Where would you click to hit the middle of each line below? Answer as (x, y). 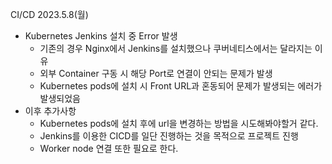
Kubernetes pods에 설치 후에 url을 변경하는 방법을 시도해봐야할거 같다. (179, 123)
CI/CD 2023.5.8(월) (49, 14)
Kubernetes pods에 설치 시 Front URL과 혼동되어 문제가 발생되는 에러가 (181, 86)
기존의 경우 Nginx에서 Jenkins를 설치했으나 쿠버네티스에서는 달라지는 (176, 48)
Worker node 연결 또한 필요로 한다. (109, 148)
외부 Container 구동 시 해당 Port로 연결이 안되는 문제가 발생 (156, 73)
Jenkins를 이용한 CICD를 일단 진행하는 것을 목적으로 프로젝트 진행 (169, 136)
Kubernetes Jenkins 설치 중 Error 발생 (101, 36)
